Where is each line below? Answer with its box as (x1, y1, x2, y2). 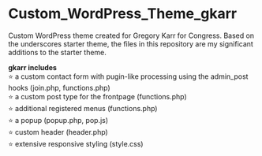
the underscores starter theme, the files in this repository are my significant (8, 39, 254, 48)
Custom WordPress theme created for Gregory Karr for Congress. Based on (8, 31, 255, 40)
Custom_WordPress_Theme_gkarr (8, 5, 238, 23)
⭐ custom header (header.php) (8, 127, 108, 136)
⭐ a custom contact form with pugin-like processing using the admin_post (8, 72, 249, 81)
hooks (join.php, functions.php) (8, 83, 110, 92)
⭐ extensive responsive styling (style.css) (8, 139, 144, 148)
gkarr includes (8, 62, 58, 72)
